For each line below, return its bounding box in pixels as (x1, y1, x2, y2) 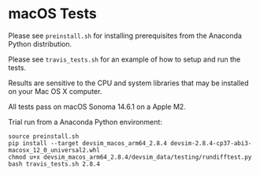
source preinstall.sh (8, 132, 80, 140)
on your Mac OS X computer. (8, 86, 102, 95)
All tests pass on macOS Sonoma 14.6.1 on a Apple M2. (8, 102, 187, 111)
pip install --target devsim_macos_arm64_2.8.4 (8, 139, 168, 147)
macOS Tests (8, 5, 97, 23)
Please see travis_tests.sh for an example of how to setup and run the (8, 54, 241, 64)
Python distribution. (8, 39, 72, 48)
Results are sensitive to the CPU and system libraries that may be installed (8, 78, 250, 88)
